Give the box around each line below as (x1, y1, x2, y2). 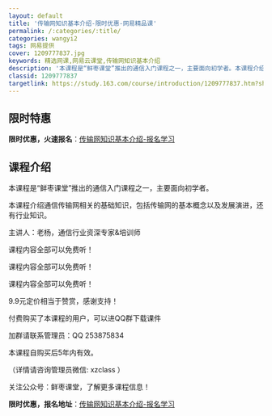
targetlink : (8, 79, 49, 87)
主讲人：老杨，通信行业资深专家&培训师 (8, 228, 142, 237)
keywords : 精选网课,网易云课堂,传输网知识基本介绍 (8, 57, 160, 65)
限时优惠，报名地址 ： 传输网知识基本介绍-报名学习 (8, 399, 176, 409)
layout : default (8, 11, 63, 20)
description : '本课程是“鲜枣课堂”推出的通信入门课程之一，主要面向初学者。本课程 (8, 65, 253, 73)
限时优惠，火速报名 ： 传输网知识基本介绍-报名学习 (8, 134, 176, 144)
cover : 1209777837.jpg (8, 49, 85, 57)
